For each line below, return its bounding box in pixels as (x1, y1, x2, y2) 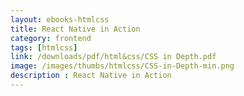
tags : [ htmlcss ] (10, 42, 78, 53)
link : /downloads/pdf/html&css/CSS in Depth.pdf (10, 52, 217, 62)
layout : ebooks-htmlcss (10, 14, 110, 25)
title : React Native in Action (10, 24, 141, 34)
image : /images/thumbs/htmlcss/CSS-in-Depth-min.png (10, 61, 235, 71)
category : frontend (10, 33, 92, 43)
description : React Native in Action (10, 71, 172, 81)
